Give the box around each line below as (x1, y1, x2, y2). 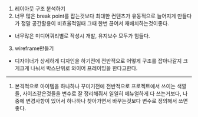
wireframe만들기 (14, 45, 54, 52)
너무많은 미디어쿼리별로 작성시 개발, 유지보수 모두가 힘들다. (14, 32, 150, 39)
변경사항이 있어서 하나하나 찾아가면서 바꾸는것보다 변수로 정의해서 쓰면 (25, 98, 189, 104)
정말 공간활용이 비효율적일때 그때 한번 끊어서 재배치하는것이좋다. (21, 20, 169, 26)
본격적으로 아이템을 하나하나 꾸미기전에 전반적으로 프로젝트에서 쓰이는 (14, 83, 176, 89)
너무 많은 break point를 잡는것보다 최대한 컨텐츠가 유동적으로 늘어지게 (14, 12, 176, 19)
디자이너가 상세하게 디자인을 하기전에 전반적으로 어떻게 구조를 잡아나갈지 (14, 58, 182, 64)
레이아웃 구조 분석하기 (14, 5, 66, 12)
